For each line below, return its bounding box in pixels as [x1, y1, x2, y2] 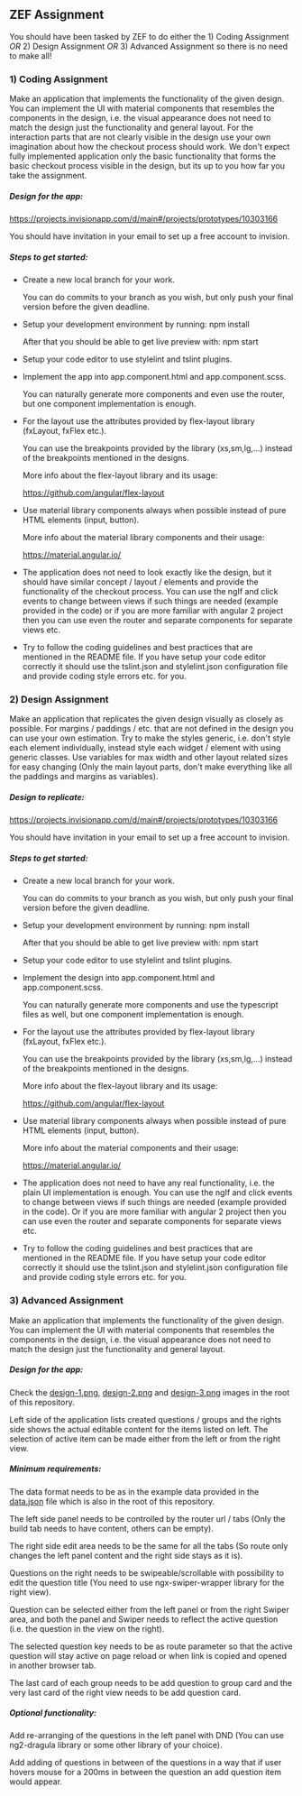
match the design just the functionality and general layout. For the [9, 122, 254, 134]
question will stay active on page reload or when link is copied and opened [9, 1650, 287, 1661]
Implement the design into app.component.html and [22, 972, 215, 983]
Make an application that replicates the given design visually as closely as [9, 714, 284, 724]
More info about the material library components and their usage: [22, 532, 265, 543]
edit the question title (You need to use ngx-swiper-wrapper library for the [9, 1577, 285, 1588]
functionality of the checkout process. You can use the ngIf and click [22, 586, 279, 597]
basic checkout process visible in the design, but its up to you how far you [9, 161, 286, 171]
